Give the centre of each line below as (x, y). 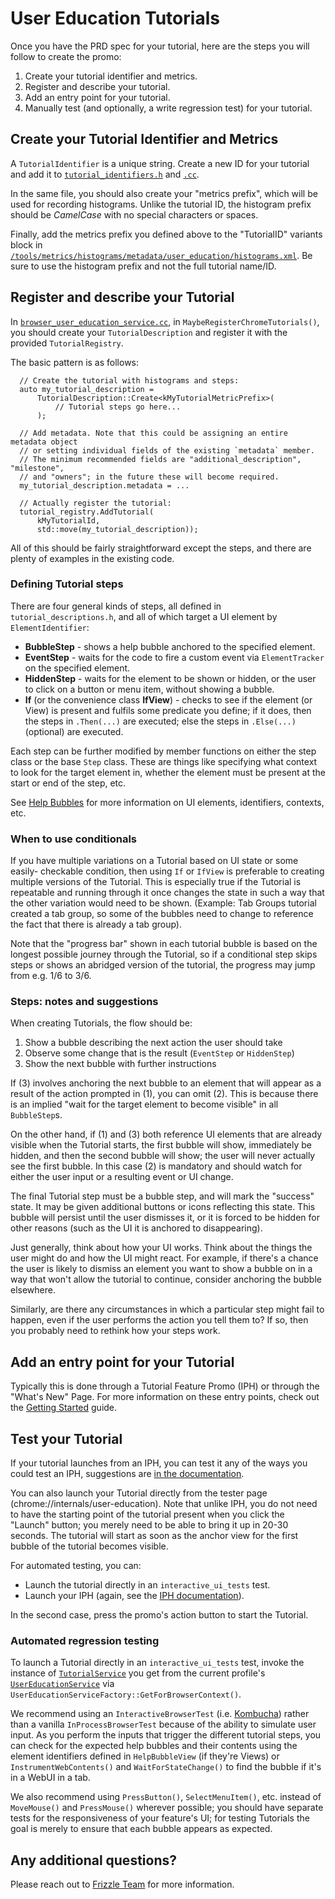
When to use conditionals (73, 839)
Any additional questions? (93, 1860)
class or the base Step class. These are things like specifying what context (164, 761)
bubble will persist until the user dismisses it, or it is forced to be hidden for (165, 1218)
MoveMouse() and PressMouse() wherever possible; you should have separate (167, 1808)
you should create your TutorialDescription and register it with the (149, 332)
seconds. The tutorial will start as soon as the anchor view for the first (154, 1536)
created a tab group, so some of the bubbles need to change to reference (162, 914)
